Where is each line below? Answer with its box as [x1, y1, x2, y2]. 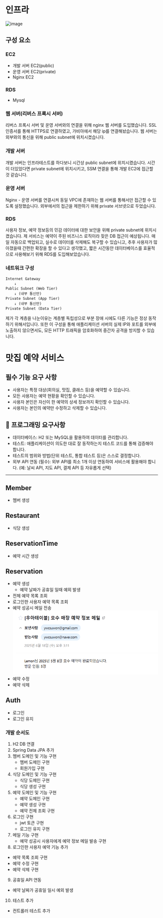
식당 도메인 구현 [19, 777, 50, 783]
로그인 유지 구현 [19, 826, 50, 832]
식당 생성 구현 [19, 783, 46, 789]
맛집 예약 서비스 [5, 352, 64, 363]
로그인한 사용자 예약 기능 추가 [12, 844, 68, 850]
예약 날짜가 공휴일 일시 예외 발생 [12, 887, 74, 893]
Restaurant [5, 511, 40, 520]
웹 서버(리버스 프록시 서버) [5, 110, 63, 117]
